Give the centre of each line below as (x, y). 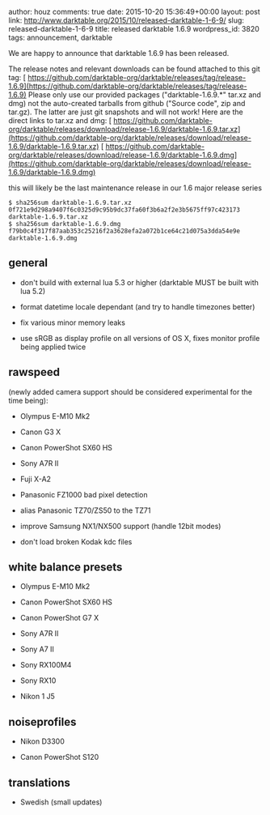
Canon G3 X (40, 432)
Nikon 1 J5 (37, 697)
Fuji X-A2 (35, 479)
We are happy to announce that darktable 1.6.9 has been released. (119, 53)
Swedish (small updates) (61, 802)
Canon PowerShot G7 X (59, 618)
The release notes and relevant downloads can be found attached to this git (134, 69)
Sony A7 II (37, 649)
